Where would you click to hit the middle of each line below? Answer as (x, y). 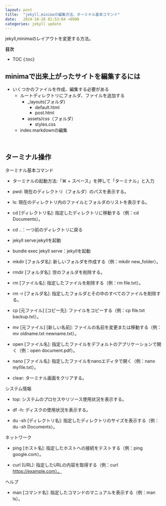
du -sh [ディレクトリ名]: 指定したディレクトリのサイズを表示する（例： (86, 420)
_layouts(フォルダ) (46, 102)
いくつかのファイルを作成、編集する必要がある (60, 89)
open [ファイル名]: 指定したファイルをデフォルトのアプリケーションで (85, 344)
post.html (44, 113)
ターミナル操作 (28, 157)
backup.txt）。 (27, 316)
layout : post (19, 10)
